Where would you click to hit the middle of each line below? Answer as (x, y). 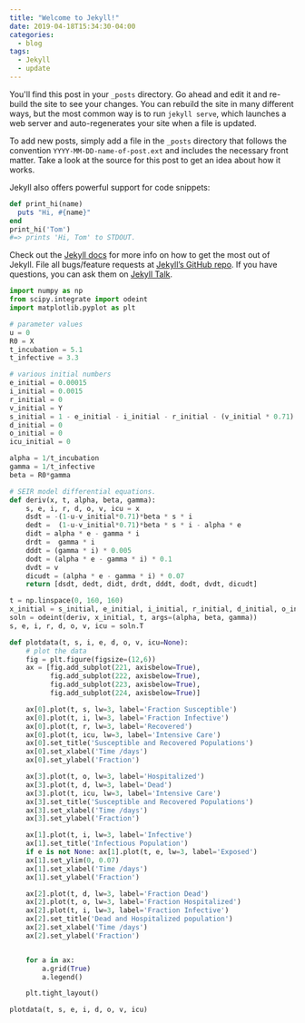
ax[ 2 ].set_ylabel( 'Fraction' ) (83, 936)
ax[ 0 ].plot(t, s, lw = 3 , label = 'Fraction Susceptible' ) (132, 709)
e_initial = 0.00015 (49, 383)
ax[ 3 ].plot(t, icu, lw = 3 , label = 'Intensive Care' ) (123, 793)
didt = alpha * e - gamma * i (83, 534)
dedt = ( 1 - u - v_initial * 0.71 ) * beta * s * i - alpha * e (134, 526)
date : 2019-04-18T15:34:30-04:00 (73, 26)
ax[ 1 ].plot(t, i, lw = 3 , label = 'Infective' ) (109, 835)
